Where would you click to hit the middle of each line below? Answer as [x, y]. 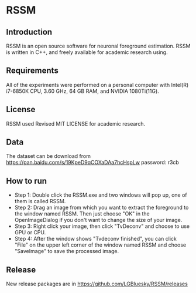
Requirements [32, 71]
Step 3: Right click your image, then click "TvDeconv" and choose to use [102, 226]
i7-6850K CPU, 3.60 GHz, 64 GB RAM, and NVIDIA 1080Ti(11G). [82, 91]
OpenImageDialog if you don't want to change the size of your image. [98, 220]
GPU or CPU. [30, 233]
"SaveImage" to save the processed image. [66, 251]
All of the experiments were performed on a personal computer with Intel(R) [97, 85]
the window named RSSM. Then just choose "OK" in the [82, 214]
